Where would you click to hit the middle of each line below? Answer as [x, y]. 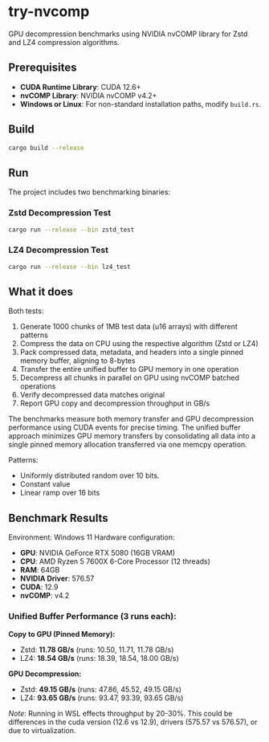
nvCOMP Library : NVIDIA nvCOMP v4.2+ [88, 96]
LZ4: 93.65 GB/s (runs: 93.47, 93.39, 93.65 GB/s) [102, 698]
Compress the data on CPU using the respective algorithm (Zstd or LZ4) [139, 344]
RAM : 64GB [40, 570]
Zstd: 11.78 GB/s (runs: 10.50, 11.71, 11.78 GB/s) [97, 650]
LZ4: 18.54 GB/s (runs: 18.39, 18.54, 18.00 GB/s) [99, 658]
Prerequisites [43, 68]
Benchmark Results [58, 518]
